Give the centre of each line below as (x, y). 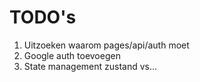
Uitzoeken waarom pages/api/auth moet (106, 45)
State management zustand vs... (90, 66)
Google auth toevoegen (72, 55)
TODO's (43, 17)
